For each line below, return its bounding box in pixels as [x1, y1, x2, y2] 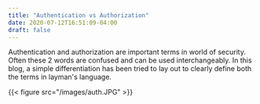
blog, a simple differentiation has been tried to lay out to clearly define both [8, 64, 252, 74]
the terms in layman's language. [8, 72, 112, 82]
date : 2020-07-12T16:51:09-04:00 [8, 19, 118, 27]
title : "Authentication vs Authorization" [8, 11, 149, 20]
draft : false [8, 26, 51, 34]
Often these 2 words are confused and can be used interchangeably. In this [8, 56, 253, 65]
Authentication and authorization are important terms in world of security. [8, 48, 246, 57]
